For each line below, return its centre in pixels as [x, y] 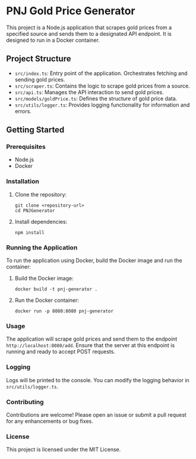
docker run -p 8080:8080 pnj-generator [64, 311]
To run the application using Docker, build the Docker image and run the [94, 261]
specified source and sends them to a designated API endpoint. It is [89, 33]
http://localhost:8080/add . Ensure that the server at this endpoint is [91, 345]
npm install [29, 232]
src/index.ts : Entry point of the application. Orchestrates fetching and [101, 73]
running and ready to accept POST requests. [61, 352]
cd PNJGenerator [35, 210]
